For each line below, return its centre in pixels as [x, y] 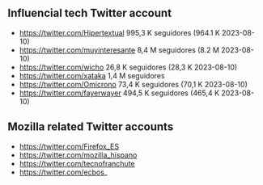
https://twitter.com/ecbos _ [64, 172]
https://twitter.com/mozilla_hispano [78, 155]
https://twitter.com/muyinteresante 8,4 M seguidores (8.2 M [119, 50]
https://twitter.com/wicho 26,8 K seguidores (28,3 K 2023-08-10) [128, 67]
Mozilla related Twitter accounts [91, 127]
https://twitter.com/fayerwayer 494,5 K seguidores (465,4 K [119, 93]
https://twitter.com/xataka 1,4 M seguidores [92, 75]
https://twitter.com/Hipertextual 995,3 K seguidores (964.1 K [119, 32]
